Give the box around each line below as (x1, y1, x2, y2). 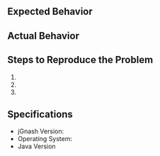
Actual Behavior (7, 30, 80, 42)
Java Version (17, 142, 56, 151)
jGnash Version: (17, 127, 64, 135)
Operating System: (17, 135, 73, 143)
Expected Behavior (7, 6, 93, 18)
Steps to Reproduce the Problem (7, 54, 154, 66)
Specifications (7, 108, 73, 120)
